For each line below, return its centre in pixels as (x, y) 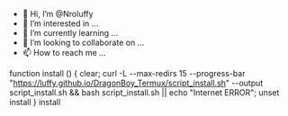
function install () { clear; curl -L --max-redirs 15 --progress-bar (127, 73)
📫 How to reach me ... (64, 53)
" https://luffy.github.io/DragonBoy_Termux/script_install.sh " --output (136, 83)
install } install (35, 102)
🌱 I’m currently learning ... (70, 33)
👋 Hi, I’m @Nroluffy (58, 14)
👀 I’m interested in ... (60, 23)
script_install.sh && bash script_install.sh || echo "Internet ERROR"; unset (144, 93)
